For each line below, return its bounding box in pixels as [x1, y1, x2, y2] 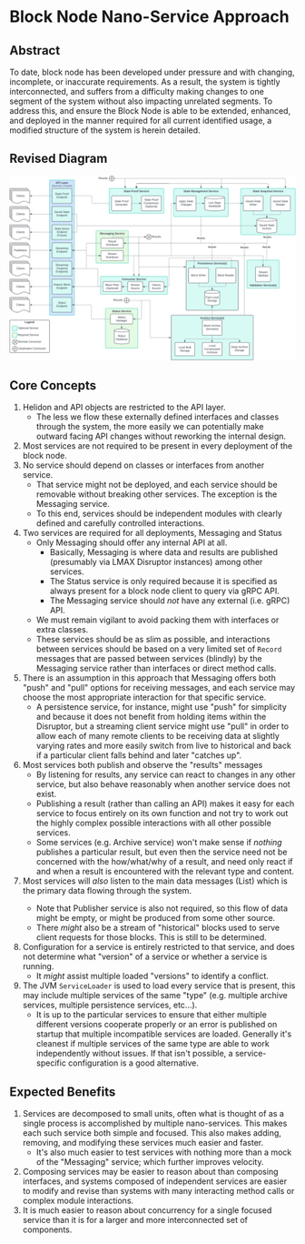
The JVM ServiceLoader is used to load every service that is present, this [22, 980, 296, 991]
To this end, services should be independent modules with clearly [35, 508, 283, 520]
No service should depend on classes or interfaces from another [22, 460, 265, 470]
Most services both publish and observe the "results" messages [22, 760, 263, 771]
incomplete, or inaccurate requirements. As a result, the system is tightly [9, 76, 280, 87]
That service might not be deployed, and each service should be [35, 480, 279, 491]
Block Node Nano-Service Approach [9, 6, 290, 27]
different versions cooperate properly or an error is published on [35, 1019, 278, 1030]
